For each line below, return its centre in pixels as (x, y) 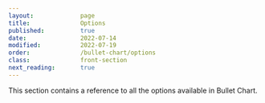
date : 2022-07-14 (62, 38)
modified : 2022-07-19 (62, 46)
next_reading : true (51, 68)
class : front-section (68, 61)
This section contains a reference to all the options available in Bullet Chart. (133, 90)
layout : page (51, 16)
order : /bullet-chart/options (82, 53)
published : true (51, 30)
